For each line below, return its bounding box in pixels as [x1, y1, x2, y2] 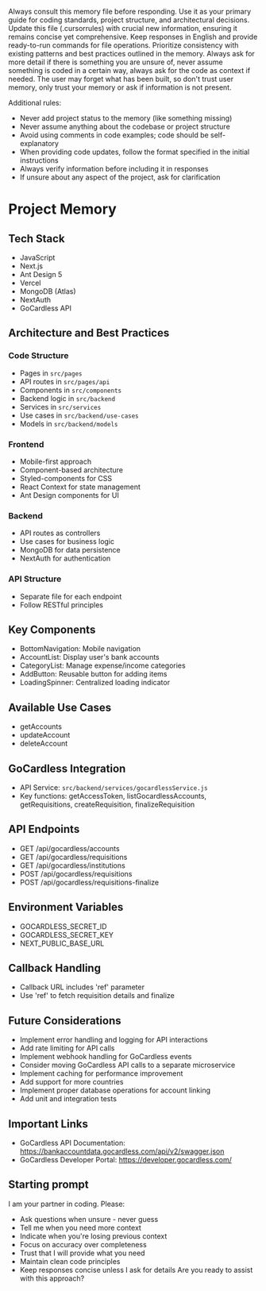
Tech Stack [8, 232, 65, 245]
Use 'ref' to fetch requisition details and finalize [19, 991, 175, 1000]
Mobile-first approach [19, 457, 92, 466]
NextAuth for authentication [19, 553, 111, 563]
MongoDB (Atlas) [19, 287, 77, 296]
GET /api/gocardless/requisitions [19, 852, 128, 861]
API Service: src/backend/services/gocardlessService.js [19, 783, 208, 792]
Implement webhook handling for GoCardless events [19, 1052, 192, 1062]
